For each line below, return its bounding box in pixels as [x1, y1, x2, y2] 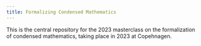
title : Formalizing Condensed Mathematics [6, 9, 116, 15]
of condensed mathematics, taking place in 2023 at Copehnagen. [6, 32, 172, 40]
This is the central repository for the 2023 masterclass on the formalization [6, 26, 195, 33]
